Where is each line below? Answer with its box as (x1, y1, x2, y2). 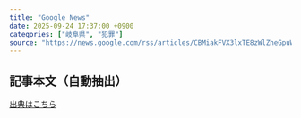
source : (9, 38, 39, 47)
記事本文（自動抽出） (9, 73, 127, 88)
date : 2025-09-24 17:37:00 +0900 (9, 21, 134, 30)
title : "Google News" (9, 13, 90, 22)
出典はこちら (9, 99, 56, 110)
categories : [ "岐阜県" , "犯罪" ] (9, 29, 124, 38)
